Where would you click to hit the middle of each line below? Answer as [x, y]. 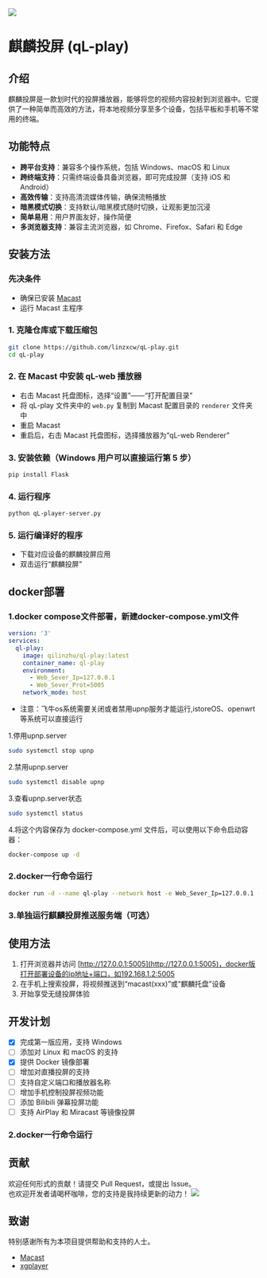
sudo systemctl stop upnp [51, 751]
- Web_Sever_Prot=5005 [67, 685]
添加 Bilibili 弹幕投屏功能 [59, 1102]
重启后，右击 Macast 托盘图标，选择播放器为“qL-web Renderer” [125, 435]
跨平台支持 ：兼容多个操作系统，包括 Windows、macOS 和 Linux [125, 167]
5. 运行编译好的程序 [46, 536]
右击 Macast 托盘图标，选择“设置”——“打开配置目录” [106, 395]
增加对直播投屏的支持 [54, 1072]
